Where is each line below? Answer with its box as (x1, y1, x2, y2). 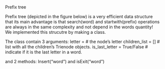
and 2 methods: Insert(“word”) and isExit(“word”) (5, 59, 105, 64)
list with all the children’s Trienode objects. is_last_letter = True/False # (5, 44, 148, 49)
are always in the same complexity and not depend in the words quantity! (5, 24, 153, 30)
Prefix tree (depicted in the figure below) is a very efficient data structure (5, 14, 153, 19)
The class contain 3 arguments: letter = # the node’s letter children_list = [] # (5, 39, 160, 45)
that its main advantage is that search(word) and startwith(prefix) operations (5, 19, 160, 24)
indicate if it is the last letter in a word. (5, 49, 82, 55)
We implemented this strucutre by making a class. (5, 29, 106, 35)
